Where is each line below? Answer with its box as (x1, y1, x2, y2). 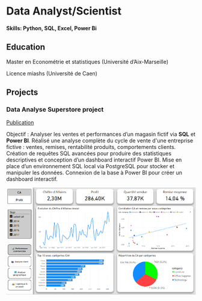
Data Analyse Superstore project (6, 105, 104, 113)
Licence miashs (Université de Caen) (6, 69, 98, 77)
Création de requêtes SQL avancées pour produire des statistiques (6, 150, 172, 157)
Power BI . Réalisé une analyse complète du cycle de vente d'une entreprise (6, 137, 194, 144)
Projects (6, 87, 38, 97)
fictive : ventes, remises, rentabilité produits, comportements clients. (6, 144, 176, 151)
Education (6, 42, 46, 52)
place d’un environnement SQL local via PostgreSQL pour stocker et (6, 163, 175, 170)
